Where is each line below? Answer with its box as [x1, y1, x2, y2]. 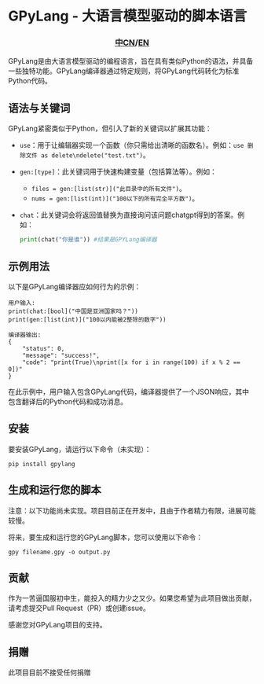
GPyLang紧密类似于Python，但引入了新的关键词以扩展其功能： [8, 123, 212, 134]
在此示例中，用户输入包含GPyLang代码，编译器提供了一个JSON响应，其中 [8, 387, 250, 396]
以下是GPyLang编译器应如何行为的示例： [8, 281, 141, 291]
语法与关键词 [8, 101, 71, 115]
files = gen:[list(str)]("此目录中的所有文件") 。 [31, 184, 186, 193]
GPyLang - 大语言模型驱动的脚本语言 [8, 7, 247, 25]
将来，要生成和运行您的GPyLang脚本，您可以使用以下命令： [8, 532, 203, 542]
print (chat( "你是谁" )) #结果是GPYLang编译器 [19, 236, 157, 244]
